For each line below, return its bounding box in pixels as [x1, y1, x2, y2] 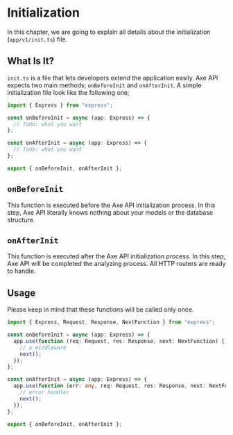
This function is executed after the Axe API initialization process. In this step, [7, 252, 226, 260]
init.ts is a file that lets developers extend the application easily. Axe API [7, 73, 218, 82]
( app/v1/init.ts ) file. [7, 35, 68, 43]
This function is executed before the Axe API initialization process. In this [7, 201, 216, 209]
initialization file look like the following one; [7, 88, 130, 96]
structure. [7, 215, 35, 224]
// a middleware [19, 344, 67, 351]
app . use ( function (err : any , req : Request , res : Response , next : [13, 382, 207, 389]
